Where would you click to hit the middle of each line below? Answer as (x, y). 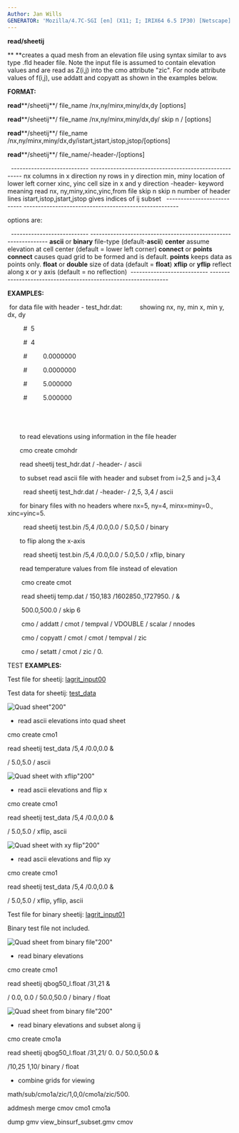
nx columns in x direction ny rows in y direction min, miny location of (124, 176)
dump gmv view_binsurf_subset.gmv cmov (70, 1122)
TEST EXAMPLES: (35, 665)
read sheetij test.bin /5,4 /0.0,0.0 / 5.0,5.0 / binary (96, 527)
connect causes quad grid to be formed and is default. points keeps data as (120, 256)
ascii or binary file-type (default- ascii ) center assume (129, 241)
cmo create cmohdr (49, 450)
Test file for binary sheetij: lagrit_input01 (66, 914)
